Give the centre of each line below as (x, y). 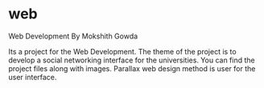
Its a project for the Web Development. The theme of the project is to (122, 51)
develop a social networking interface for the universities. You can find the (132, 60)
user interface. (33, 77)
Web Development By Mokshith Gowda (73, 36)
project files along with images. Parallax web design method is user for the (132, 68)
